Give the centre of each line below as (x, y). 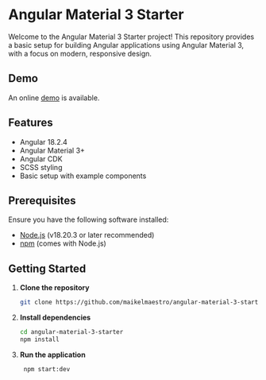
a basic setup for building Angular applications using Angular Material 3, (126, 45)
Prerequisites (42, 200)
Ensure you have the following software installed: (89, 219)
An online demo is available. (54, 98)
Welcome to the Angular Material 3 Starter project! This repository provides (131, 37)
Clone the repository (54, 288)
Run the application (52, 355)
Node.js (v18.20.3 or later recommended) (87, 235)
